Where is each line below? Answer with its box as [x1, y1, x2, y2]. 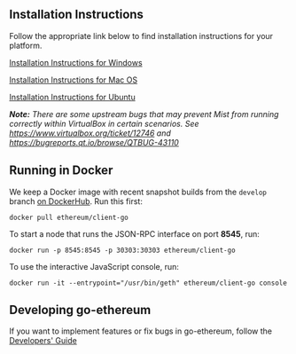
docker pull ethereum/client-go [9, 213, 129, 222]
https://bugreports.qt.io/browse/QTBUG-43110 [9, 137, 179, 147]
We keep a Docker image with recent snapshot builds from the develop [9, 186, 268, 197]
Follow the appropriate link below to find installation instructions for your [9, 30, 273, 41]
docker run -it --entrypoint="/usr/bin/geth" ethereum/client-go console [9, 279, 288, 287]
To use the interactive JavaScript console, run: [9, 261, 180, 271]
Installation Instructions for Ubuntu [9, 91, 136, 102]
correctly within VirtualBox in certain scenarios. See [9, 118, 199, 129]
